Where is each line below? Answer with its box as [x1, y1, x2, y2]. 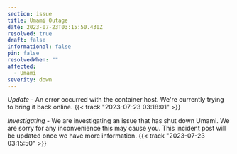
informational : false [7, 43, 72, 50]
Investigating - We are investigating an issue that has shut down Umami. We [7, 117, 230, 125]
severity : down [7, 76, 53, 83]
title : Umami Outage [7, 17, 69, 24]
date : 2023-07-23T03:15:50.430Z [7, 23, 103, 30]
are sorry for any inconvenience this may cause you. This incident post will [7, 124, 226, 133]
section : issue [7, 10, 53, 18]
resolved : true [7, 30, 53, 37]
